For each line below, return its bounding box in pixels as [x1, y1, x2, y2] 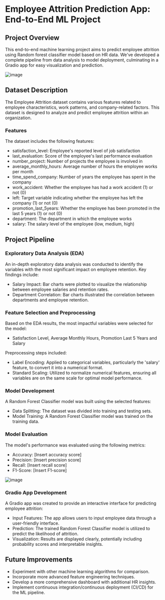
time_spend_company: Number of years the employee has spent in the [12, 174, 156, 180]
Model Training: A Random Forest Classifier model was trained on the [12, 413, 153, 419]
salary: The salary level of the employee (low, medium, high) [12, 221, 134, 227]
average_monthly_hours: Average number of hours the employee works [12, 163, 158, 169]
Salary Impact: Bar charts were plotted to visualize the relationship [12, 281, 147, 287]
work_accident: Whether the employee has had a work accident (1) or [12, 185, 154, 190]
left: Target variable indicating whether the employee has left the [12, 195, 144, 201]
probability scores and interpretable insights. [12, 541, 103, 547]
